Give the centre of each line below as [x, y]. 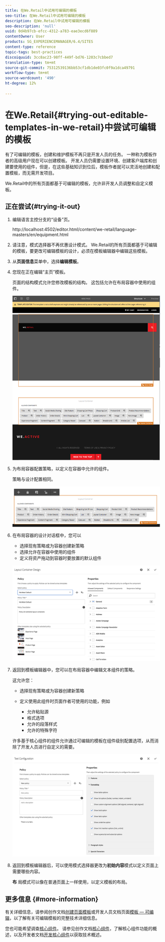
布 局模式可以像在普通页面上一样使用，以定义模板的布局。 [71, 882]
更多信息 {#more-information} [52, 899]
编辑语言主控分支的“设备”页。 [42, 219]
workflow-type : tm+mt [27, 73]
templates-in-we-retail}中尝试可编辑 [81, 127]
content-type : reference [30, 47]
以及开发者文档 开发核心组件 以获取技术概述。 [59, 935]
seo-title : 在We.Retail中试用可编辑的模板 [45, 16]
